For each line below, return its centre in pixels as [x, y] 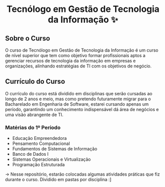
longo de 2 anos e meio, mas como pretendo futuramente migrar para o [78, 99]
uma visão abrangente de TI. [34, 115]
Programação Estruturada [39, 165]
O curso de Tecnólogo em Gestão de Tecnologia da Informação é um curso [82, 50]
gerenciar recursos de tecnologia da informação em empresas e [70, 61]
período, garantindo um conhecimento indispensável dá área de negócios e [82, 109]
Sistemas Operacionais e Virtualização [51, 159]
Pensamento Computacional [41, 144]
